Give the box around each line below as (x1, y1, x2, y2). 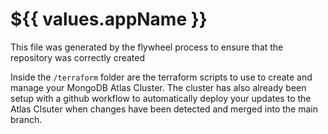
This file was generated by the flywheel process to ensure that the (10, 41, 284, 53)
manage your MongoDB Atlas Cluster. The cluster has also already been (10, 81, 307, 93)
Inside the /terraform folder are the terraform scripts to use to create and (10, 71, 313, 83)
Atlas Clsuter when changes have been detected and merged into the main (10, 103, 318, 115)
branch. (10, 113, 43, 125)
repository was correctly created (10, 51, 146, 63)
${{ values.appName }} (10, 8, 208, 31)
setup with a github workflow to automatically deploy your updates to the (10, 92, 312, 104)
